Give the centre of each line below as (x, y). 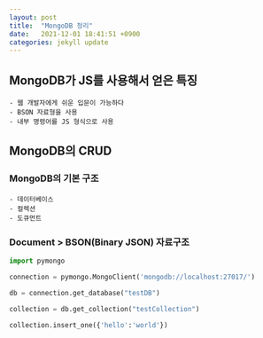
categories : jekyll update (59, 42)
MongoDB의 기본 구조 (54, 178)
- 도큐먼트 (26, 218)
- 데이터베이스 (31, 199)
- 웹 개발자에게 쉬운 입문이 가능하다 (67, 103)
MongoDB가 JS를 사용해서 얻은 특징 (103, 80)
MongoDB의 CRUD (61, 151)
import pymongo (37, 261)
